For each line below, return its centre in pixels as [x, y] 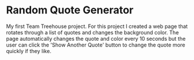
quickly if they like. [29, 51]
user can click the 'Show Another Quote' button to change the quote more [96, 45]
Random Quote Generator [70, 10]
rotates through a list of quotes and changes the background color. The [93, 32]
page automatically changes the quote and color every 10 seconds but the [96, 38]
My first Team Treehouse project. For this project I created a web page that [97, 26]
